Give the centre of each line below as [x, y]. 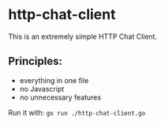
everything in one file [54, 80]
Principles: [36, 61]
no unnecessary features [60, 97]
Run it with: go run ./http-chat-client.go [77, 112]
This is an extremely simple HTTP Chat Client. [83, 36]
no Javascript [42, 89]
